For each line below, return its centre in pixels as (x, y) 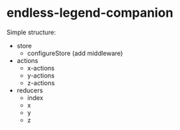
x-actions (41, 68)
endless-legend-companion (90, 13)
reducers (30, 90)
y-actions (41, 75)
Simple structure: (32, 32)
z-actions (41, 82)
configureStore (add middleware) (75, 53)
